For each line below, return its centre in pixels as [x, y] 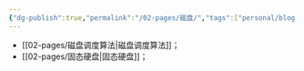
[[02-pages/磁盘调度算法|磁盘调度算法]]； [101, 45]
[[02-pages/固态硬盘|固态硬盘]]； [85, 56]
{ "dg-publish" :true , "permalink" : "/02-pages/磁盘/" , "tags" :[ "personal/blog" [154, 18]
